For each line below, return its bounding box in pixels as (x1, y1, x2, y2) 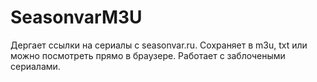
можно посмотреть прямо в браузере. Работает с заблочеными (10, 49, 286, 61)
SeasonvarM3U (10, 6, 143, 29)
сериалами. (10, 60, 61, 72)
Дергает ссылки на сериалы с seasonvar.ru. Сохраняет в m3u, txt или (10, 39, 308, 51)
